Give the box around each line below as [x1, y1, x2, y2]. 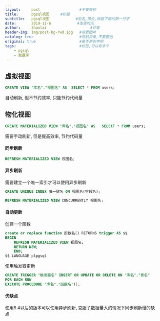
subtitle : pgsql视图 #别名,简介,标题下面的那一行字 [5, 16, 130, 21]
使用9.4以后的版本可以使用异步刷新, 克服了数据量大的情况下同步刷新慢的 [5, 305, 151, 311]
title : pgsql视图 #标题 [5, 12, 70, 17]
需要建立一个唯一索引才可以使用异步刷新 [5, 180, 86, 185]
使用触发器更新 [5, 263, 35, 269]
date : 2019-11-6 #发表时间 [5, 21, 94, 26]
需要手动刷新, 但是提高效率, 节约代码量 [5, 133, 83, 139]
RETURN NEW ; [14, 244, 38, 250]
